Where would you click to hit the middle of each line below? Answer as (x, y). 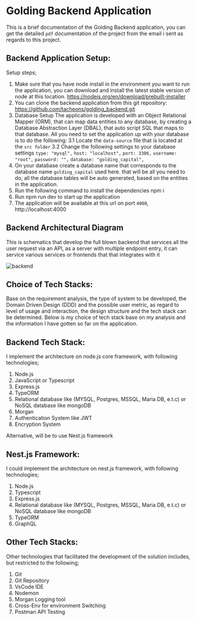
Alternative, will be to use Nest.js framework (60, 436)
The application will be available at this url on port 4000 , (81, 203)
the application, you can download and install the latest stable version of (102, 90)
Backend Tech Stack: (46, 342)
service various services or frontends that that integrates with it (83, 254)
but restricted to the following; (43, 563)
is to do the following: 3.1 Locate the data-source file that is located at (98, 140)
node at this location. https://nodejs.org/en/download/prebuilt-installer (100, 96)
